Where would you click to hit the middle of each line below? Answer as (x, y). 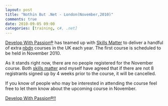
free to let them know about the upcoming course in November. (71, 88)
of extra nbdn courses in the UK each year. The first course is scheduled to (83, 48)
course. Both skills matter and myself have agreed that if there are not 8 (80, 68)
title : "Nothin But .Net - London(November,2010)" (59, 14)
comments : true (21, 19)
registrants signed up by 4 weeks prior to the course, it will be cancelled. (81, 73)
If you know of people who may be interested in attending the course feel (81, 83)
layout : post (19, 10)
